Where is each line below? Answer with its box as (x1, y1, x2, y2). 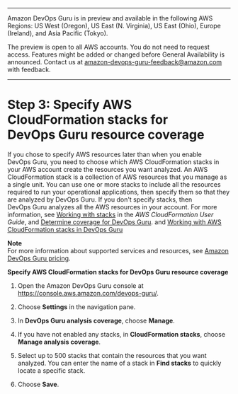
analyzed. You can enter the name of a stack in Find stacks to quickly (17, 359, 222, 367)
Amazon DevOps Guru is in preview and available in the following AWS (7, 14, 213, 22)
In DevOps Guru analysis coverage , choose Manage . (17, 316, 175, 325)
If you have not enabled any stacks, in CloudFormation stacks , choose (17, 330, 225, 338)
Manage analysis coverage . (17, 337, 101, 346)
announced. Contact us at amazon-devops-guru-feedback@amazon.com (7, 58, 222, 66)
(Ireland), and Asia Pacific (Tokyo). (7, 29, 108, 37)
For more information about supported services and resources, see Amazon (7, 246, 229, 255)
